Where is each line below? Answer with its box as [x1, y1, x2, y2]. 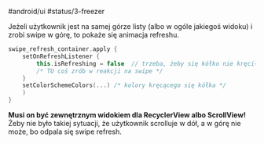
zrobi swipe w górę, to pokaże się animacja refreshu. [8, 31, 179, 39]
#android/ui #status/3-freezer [8, 7, 105, 16]
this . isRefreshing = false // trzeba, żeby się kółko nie [36, 59, 234, 67]
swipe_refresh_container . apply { [8, 45, 118, 53]
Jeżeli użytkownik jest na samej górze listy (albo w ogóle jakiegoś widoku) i [8, 22, 253, 31]
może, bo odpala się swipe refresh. [8, 127, 122, 136]
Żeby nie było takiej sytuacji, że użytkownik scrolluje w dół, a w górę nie [8, 119, 241, 128]
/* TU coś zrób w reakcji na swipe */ [36, 67, 163, 75]
